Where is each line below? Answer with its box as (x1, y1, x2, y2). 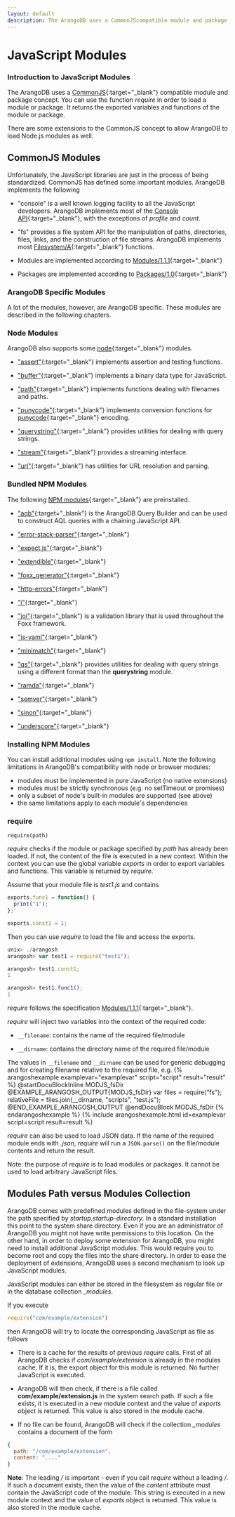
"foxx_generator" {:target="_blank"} (17, 570, 120, 579)
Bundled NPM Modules (7, 479, 88, 489)
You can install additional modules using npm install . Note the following (7, 755, 216, 763)
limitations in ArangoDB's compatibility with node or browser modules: (7, 763, 210, 771)
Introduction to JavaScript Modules (7, 72, 131, 81)
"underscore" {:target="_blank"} (17, 721, 109, 730)
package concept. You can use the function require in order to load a (7, 96, 207, 104)
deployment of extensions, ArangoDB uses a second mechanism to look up (7, 1259, 225, 1267)
